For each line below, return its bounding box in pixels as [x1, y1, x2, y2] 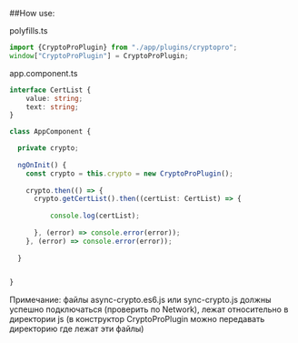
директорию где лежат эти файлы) [9, 323, 144, 335]
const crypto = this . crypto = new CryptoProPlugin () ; [25, 168, 233, 178]
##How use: [9, 8, 55, 18]
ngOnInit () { [17, 160, 67, 169]
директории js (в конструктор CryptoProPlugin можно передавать [9, 314, 265, 325]
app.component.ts [9, 67, 78, 78]
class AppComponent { [9, 127, 92, 136]
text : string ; [25, 102, 79, 112]
